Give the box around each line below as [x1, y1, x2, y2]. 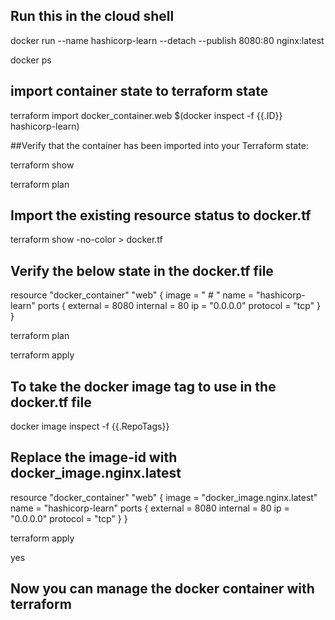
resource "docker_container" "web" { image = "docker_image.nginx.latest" [10, 491, 318, 503]
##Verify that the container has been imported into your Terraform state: [10, 139, 309, 151]
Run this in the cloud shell [10, 8, 175, 25]
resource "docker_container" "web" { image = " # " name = [10, 289, 255, 301]
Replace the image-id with [10, 449, 178, 466]
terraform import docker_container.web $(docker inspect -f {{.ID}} [10, 109, 283, 121]
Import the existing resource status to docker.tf [10, 207, 312, 224]
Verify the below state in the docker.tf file [10, 262, 274, 279]
